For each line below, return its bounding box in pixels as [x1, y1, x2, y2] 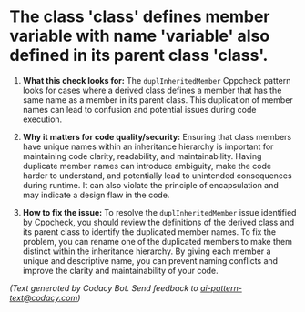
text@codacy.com [9, 292, 78, 303]
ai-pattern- [199, 282, 243, 293]
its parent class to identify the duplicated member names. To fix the [22, 226, 276, 237]
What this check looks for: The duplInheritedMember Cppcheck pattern [22, 75, 291, 86]
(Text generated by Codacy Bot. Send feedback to [9, 282, 198, 293]
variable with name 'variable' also [9, 25, 270, 46]
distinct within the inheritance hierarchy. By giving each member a [22, 246, 271, 257]
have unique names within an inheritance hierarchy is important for [22, 141, 274, 152]
